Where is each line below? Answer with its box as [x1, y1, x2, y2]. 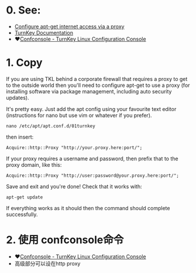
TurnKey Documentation [14, 29, 74, 36]
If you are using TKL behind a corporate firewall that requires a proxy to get [6, 75, 188, 82]
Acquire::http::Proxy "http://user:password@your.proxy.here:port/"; [6, 173, 180, 178]
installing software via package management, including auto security [6, 87, 172, 95]
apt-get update [6, 194, 43, 200]
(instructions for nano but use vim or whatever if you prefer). [6, 112, 152, 119]
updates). [6, 94, 29, 101]
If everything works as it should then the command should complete [6, 204, 170, 211]
